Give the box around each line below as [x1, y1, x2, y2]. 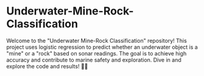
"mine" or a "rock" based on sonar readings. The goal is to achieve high [6, 49, 187, 57]
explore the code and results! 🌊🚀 [6, 62, 88, 70]
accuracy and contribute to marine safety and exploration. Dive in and [6, 56, 181, 63]
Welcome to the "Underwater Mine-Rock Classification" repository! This [6, 37, 187, 44]
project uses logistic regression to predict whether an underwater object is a [6, 43, 198, 51]
